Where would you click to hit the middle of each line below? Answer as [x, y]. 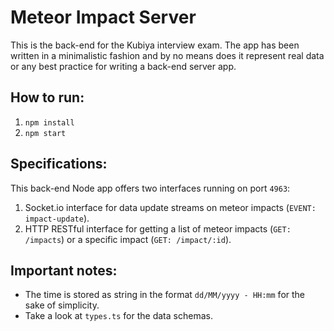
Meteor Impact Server [103, 17]
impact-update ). [57, 218]
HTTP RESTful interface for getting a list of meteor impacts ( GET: [158, 228]
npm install [49, 122]
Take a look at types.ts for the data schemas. [118, 316]
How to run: [47, 97]
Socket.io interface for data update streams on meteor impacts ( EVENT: [170, 207]
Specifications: [59, 164]
